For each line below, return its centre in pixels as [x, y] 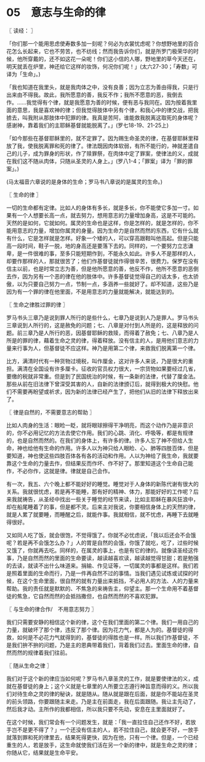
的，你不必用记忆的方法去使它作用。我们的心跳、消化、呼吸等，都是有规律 [100, 433]
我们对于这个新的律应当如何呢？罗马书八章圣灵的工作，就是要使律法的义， [100, 678]
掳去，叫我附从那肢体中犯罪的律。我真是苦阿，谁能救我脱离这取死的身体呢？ [103, 117]
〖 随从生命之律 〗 [29, 666]
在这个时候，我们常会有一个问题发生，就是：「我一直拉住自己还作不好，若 [99, 722]
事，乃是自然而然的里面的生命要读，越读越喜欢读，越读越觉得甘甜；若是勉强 [103, 558]
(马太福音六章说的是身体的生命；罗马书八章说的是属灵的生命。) [85, 181]
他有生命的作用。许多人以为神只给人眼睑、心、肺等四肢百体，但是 [116, 448]
